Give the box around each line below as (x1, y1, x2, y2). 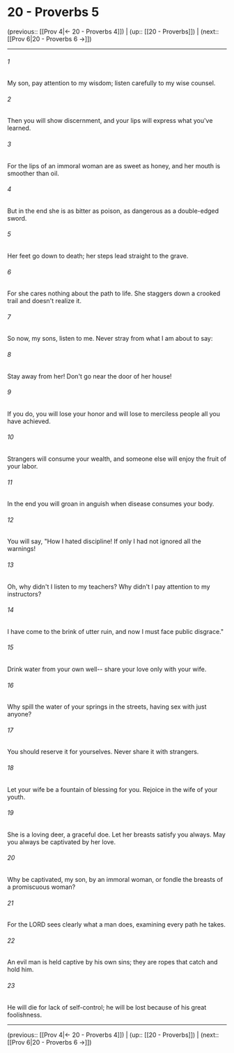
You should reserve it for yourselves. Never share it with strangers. (7, 748, 199, 756)
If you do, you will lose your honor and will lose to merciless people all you (7, 409, 221, 418)
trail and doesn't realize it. (7, 297, 82, 305)
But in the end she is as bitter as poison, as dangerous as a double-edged (7, 207, 219, 215)
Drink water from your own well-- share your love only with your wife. (7, 665, 207, 673)
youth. (7, 793, 26, 801)
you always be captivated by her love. (7, 837, 116, 846)
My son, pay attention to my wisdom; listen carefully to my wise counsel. (7, 79, 216, 87)
